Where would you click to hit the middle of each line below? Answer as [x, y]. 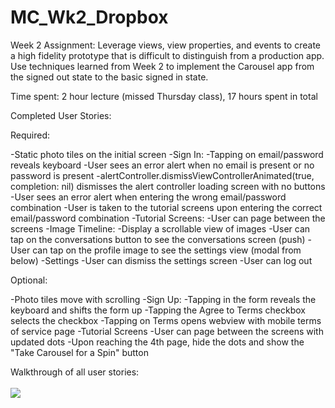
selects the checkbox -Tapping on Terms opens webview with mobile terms [166, 320]
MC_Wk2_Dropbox [89, 17]
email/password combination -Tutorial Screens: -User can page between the [168, 218]
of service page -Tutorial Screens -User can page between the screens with [167, 331]
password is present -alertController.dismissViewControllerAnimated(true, [162, 175]
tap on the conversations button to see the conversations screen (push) [158, 239]
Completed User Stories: [61, 115]
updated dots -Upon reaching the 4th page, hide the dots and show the [157, 342]
